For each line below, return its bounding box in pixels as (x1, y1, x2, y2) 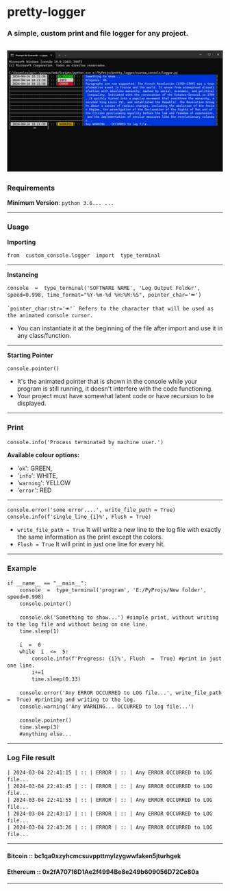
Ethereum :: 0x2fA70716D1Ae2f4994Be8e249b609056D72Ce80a (7, 868, 199, 876)
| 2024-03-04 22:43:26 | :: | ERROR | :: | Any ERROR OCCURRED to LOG (7, 824, 213, 831)
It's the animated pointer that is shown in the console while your (16, 377, 198, 385)
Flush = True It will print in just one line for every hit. (16, 539, 166, 548)
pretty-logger (7, 4, 86, 20)
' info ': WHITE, (16, 471, 58, 480)
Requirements (7, 183, 55, 193)
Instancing (7, 270, 39, 278)
